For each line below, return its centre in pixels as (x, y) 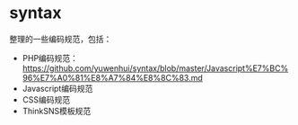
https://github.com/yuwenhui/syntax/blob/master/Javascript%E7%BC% (155, 68)
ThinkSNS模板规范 (57, 111)
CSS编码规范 (46, 99)
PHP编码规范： (50, 58)
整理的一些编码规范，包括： (61, 39)
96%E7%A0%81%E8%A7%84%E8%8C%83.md (113, 77)
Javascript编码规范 (57, 88)
